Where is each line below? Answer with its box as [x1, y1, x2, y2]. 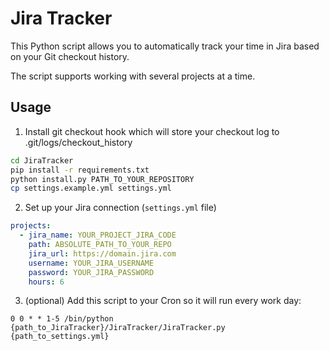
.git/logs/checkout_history [24, 136, 133, 148]
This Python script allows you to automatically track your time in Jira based [10, 40, 320, 52]
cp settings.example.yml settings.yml [10, 183, 172, 194]
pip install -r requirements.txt [10, 165, 150, 175]
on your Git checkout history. [10, 50, 130, 62]
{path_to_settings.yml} [10, 332, 110, 342]
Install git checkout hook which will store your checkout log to [24, 125, 280, 137]
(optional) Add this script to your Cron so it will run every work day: [24, 295, 302, 307]
